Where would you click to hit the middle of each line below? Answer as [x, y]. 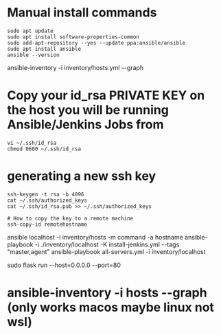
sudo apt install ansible [44, 49]
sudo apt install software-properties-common [73, 37]
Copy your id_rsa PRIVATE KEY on [106, 96]
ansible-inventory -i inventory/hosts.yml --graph [75, 67]
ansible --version [33, 55]
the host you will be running [88, 110]
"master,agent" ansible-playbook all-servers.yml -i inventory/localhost [106, 251]
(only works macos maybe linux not [111, 308]
